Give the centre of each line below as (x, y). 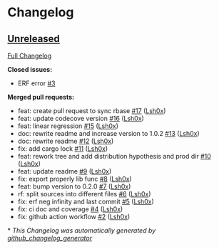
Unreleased (34, 39)
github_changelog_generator (50, 238)
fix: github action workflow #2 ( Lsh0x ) (74, 217)
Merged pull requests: (41, 97)
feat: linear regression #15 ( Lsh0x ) (68, 126)
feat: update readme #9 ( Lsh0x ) (65, 171)
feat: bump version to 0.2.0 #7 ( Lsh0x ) (74, 186)
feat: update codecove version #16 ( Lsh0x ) (81, 118)
